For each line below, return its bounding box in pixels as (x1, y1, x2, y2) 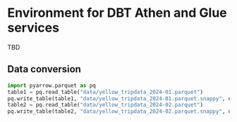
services (7, 20, 60, 36)
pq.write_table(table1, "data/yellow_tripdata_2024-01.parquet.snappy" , (7, 95, 226, 102)
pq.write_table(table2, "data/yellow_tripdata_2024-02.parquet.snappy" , (7, 108, 226, 115)
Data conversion (7, 63, 81, 75)
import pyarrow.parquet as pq (7, 82, 97, 89)
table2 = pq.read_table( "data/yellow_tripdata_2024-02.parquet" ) (7, 102, 203, 109)
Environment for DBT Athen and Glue (7, 5, 227, 21)
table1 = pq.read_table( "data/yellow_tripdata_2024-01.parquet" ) (7, 88, 203, 95)
